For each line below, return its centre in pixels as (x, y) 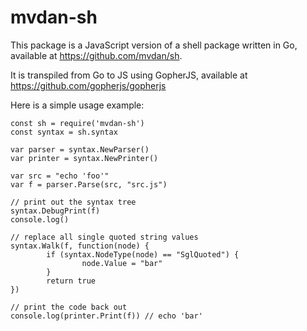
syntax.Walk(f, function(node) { (80, 246)
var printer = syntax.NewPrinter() (84, 158)
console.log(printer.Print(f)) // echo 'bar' (106, 316)
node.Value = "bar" (122, 263)
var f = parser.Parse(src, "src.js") (89, 184)
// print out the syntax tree (73, 202)
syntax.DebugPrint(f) (55, 211)
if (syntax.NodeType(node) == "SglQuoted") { (143, 254)
